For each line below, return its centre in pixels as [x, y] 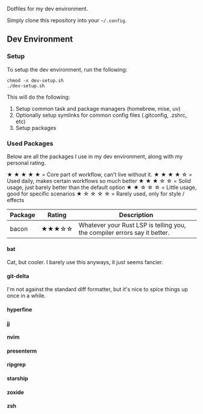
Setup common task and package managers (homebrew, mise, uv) [98, 108]
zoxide [16, 392]
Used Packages [30, 143]
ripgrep [16, 365]
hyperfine [20, 309]
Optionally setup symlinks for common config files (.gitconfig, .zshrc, [101, 115]
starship [18, 378]
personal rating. [27, 162]
